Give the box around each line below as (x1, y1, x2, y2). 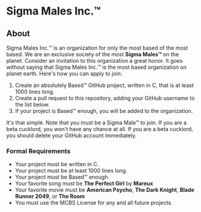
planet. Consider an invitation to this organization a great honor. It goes (6, 57, 183, 64)
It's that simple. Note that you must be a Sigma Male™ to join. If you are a (6, 119, 187, 126)
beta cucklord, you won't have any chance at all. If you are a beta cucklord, (6, 126, 193, 132)
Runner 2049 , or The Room (14, 193, 85, 200)
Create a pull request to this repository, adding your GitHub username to (14, 95, 195, 101)
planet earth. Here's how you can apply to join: (6, 70, 123, 77)
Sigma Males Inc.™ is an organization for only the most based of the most (6, 44, 188, 51)
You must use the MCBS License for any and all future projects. (14, 199, 173, 207)
